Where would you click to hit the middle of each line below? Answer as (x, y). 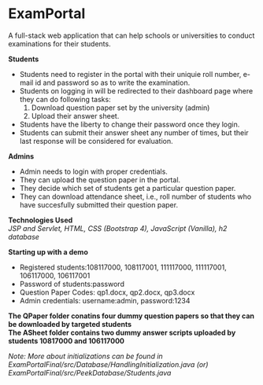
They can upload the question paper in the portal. (100, 180)
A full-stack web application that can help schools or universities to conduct (131, 35)
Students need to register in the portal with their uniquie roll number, (130, 74)
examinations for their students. (60, 43)
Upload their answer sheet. (75, 115)
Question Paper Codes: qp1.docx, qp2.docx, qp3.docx (107, 292)
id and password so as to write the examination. (113, 82)
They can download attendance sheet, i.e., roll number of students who (135, 196)
